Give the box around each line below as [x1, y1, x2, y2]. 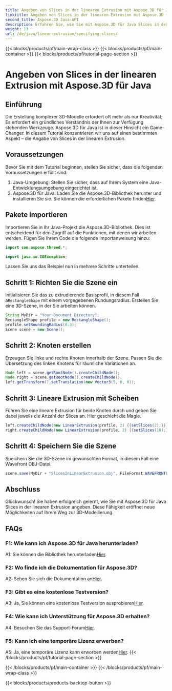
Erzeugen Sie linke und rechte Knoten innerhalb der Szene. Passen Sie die [5, 355, 162, 361]
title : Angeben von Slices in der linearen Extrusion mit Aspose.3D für [5, 7, 164, 13]
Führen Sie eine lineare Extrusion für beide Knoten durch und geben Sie [5, 407, 157, 413]
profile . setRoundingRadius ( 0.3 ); [5, 322, 77, 327]
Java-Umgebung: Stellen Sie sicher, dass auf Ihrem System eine [12, 179, 148, 185]
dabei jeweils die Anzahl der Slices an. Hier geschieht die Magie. [5, 413, 142, 419]
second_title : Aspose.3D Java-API [5, 17, 79, 22]
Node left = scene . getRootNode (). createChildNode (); [5, 370, 120, 375]
